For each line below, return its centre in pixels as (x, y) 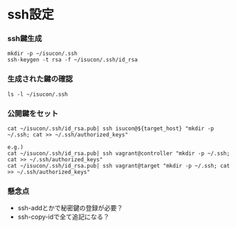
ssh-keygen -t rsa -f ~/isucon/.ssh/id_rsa (73, 60)
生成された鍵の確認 (40, 79)
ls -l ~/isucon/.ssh (38, 94)
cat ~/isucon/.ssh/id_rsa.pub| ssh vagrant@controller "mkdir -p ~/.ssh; (119, 153)
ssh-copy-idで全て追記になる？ (64, 217)
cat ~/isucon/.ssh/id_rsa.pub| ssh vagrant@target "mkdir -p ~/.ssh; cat (119, 166)
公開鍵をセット (33, 113)
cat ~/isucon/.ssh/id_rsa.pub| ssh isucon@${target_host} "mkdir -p (111, 129)
